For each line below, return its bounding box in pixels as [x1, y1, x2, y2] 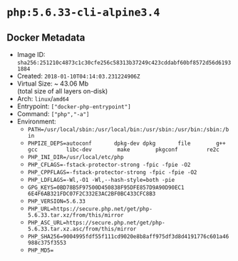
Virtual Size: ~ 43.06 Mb [16, 79, 89, 88]
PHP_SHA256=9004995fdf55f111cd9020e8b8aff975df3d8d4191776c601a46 [27, 233, 229, 240]
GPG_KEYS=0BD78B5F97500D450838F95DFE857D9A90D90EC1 [27, 184, 185, 191]
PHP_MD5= [27, 247, 54, 254]
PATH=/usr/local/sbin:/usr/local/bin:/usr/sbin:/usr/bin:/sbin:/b [27, 126, 229, 133]
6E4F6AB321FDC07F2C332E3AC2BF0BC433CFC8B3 [27, 190, 156, 198]
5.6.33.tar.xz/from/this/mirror [27, 212, 124, 219]
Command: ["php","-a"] [16, 110, 90, 118]
